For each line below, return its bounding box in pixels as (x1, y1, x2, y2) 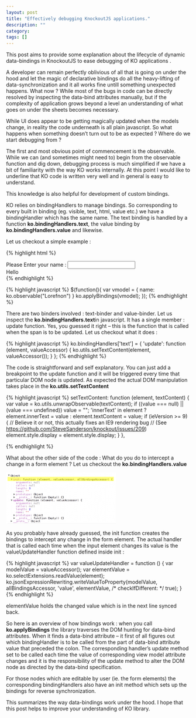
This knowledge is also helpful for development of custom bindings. (6, 190, 170, 197)
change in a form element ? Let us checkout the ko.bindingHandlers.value (6, 461, 187, 468)
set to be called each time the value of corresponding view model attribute (6, 651, 186, 658)
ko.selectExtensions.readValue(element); (6, 572, 105, 579)
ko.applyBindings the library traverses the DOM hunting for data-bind (6, 626, 176, 633)
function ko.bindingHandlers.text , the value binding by (6, 220, 140, 227)
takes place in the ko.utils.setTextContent (6, 383, 109, 390)
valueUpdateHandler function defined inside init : (6, 548, 125, 555)
